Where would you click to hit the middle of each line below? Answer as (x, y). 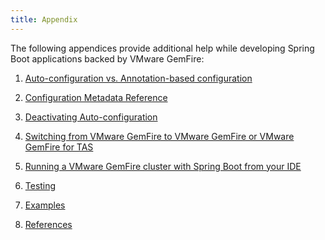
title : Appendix (44, 19)
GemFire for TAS (59, 147)
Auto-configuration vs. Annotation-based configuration (138, 78)
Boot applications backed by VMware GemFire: (107, 58)
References (48, 224)
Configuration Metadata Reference (96, 97)
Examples (45, 205)
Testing (40, 185)
